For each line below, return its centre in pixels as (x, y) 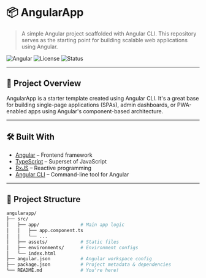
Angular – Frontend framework (54, 155)
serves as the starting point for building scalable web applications (105, 40)
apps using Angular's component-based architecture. (96, 111)
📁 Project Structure (44, 199)
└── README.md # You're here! (63, 271)
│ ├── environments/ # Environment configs (72, 247)
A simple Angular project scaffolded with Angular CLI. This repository (109, 33)
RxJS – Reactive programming (53, 168)
